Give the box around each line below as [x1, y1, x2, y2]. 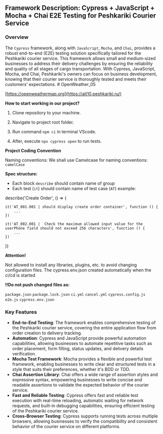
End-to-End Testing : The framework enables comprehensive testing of [12, 320, 156, 325]
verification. [12, 350, 37, 356]
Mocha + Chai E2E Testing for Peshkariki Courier [5, 12, 156, 20]
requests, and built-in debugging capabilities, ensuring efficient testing [12, 403, 155, 409]
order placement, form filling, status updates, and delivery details [12, 346, 143, 351]
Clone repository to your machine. [12, 109, 81, 115]
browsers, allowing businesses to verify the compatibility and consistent [12, 418, 158, 424]
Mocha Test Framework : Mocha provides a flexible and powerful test [12, 356, 152, 362]
